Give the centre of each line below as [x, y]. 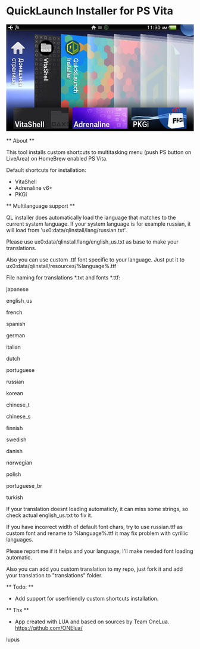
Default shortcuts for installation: [46, 170]
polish [14, 474]
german [16, 335]
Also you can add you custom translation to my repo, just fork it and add [95, 569]
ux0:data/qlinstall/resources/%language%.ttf [61, 266]
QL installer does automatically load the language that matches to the [91, 217]
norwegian [19, 462]
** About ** [20, 140]
